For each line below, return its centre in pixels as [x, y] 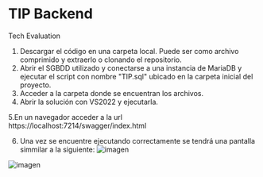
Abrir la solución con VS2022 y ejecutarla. [89, 102]
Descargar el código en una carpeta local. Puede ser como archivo [129, 51]
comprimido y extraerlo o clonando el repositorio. [101, 60]
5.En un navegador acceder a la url [66, 117]
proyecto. [35, 85]
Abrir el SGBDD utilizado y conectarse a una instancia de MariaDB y [131, 67]
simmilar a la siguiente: [57, 149]
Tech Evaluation [35, 36]
